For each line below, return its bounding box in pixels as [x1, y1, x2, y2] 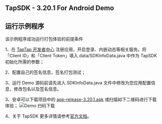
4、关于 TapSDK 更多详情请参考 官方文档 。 [5, 113, 92, 119]
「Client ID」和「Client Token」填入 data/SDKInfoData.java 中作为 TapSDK [5, 53, 157, 59]
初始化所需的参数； [5, 59, 44, 65]
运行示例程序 [5, 22, 44, 30]
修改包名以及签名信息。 [13, 86, 62, 92]
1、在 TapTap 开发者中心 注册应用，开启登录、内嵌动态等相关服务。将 [5, 46, 147, 52]
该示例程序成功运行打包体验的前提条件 [5, 36, 83, 42]
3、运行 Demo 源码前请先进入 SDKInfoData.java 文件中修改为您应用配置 [5, 80, 152, 86]
